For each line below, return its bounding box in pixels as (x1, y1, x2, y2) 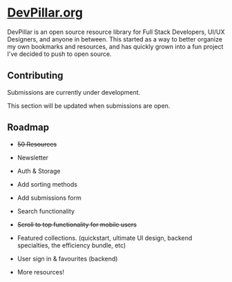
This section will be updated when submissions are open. (7, 102, 171, 110)
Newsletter (17, 153, 49, 162)
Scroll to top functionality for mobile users (17, 220, 137, 229)
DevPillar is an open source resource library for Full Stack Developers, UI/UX (7, 28, 225, 36)
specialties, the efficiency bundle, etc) (17, 241, 126, 250)
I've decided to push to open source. (7, 50, 112, 58)
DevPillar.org (7, 5, 83, 21)
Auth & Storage (17, 167, 61, 175)
